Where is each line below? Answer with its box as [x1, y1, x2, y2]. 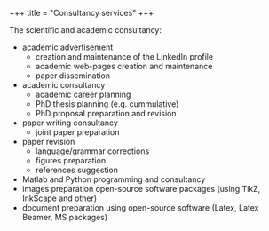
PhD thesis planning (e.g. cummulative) [35, 99, 179, 109]
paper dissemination [35, 70, 111, 81]
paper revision [21, 137, 75, 147]
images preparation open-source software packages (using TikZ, [21, 184, 261, 194]
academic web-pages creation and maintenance [35, 61, 213, 71]
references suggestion [35, 164, 118, 175]
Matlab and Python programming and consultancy [21, 174, 206, 185]
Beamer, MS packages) [21, 212, 108, 222]
